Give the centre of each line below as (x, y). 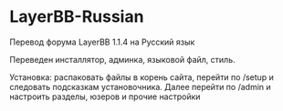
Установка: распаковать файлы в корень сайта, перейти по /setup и (141, 77)
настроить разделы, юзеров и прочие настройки (105, 96)
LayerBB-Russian (77, 17)
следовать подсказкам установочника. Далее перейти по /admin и (140, 86)
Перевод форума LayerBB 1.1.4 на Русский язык (102, 42)
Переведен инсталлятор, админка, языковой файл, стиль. (122, 59)
